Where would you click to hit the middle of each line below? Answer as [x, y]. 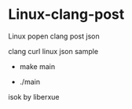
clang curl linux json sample [53, 51]
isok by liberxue [34, 96]
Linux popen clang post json [54, 36]
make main [37, 66]
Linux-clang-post [66, 15]
